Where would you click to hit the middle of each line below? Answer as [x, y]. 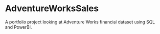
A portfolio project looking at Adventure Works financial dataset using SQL [80, 22]
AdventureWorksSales [52, 8]
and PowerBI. [19, 27]
